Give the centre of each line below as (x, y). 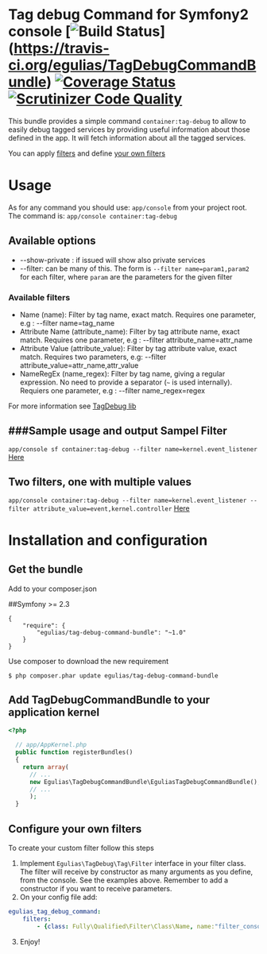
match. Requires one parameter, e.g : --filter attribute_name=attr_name (136, 340)
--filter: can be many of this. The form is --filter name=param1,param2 (134, 268)
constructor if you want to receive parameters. (96, 888)
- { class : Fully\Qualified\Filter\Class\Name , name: (126, 926)
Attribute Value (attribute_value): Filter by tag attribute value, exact (128, 348)
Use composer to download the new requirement (89, 661)
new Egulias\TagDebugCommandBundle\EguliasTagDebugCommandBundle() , (145, 782)
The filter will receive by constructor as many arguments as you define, (136, 871)
